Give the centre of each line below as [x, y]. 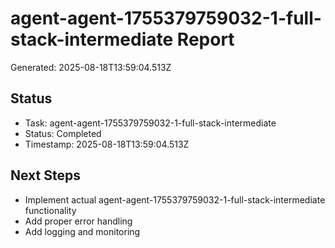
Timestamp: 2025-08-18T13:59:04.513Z [107, 144]
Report [205, 39]
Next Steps [45, 175]
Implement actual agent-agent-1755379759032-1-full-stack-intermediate [175, 199]
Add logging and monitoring [82, 231]
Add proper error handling [78, 221]
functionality [50, 210]
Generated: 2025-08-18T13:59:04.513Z [91, 67]
